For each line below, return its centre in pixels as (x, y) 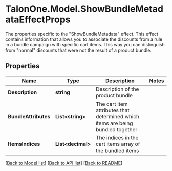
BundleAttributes (29, 116)
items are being (114, 123)
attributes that (112, 110)
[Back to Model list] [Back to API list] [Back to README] (64, 163)
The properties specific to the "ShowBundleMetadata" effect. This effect (82, 34)
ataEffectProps (38, 20)
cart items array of (118, 144)
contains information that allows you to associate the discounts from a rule (84, 39)
